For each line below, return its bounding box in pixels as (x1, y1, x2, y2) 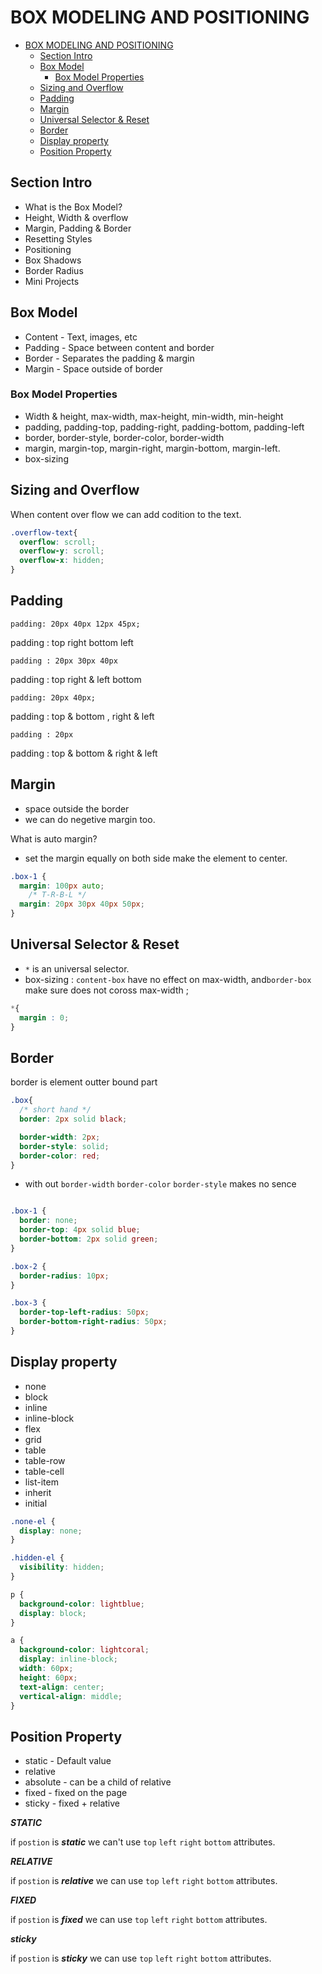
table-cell (24, 1465, 65, 1477)
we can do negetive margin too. (24, 813, 156, 825)
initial (24, 1497, 48, 1509)
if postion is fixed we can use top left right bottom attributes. (10, 1914, 268, 1926)
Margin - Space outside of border (24, 362, 163, 375)
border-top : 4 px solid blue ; (19, 1225, 141, 1235)
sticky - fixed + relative (24, 1797, 120, 1810)
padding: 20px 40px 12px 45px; (10, 619, 141, 629)
